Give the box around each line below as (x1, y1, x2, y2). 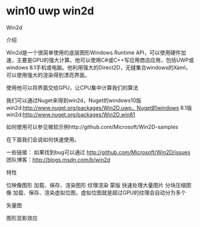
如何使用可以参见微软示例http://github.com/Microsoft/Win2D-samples (6, 123, 179, 130)
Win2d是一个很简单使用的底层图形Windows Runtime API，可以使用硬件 (6, 49, 181, 56)
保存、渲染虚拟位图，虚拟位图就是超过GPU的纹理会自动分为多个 (28, 189, 186, 196)
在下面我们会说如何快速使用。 (6, 136, 79, 143)
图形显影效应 (6, 214, 38, 222)
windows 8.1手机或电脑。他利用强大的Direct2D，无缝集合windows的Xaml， (6, 64, 191, 71)
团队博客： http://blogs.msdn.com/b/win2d (6, 156, 110, 163)
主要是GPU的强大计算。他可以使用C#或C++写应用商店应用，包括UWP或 (16, 56, 194, 63)
